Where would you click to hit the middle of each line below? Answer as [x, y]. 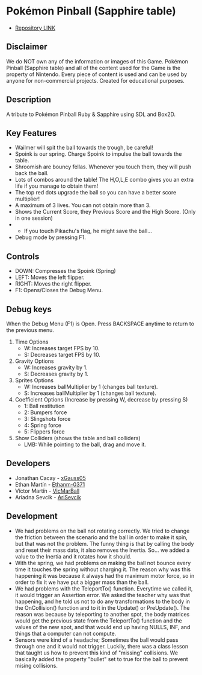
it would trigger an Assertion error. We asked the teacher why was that [103, 595]
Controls [23, 256]
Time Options [32, 342]
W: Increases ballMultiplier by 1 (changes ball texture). [91, 387]
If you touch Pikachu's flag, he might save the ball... [88, 231]
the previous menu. [30, 330]
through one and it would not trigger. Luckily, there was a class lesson [102, 646]
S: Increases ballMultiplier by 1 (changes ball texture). [90, 393]
